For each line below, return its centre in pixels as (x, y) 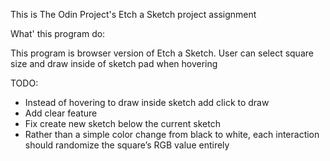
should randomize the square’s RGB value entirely (127, 145)
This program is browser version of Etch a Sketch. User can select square (162, 53)
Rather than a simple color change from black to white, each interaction (172, 134)
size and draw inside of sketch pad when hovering (114, 63)
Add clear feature (61, 113)
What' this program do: (58, 33)
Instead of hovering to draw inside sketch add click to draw (147, 102)
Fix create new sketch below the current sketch (122, 123)
